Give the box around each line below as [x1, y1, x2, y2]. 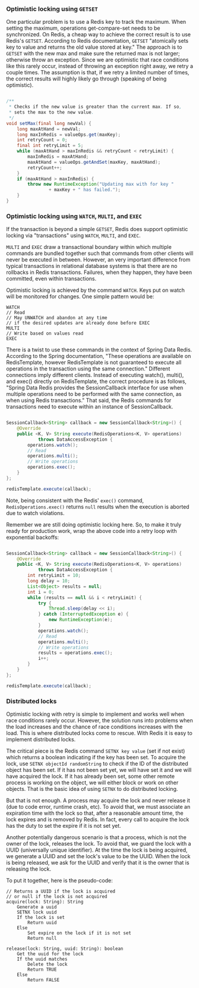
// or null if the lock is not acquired [6, 894, 108, 900]
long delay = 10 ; [27, 578, 70, 584]
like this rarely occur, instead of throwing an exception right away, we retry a [6, 63, 193, 70]
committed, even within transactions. [6, 275, 97, 282]
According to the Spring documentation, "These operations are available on [6, 353, 191, 360]
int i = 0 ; [27, 589, 55, 595]
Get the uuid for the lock [17, 951, 84, 957]
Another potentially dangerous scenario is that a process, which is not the [6, 834, 187, 841]
